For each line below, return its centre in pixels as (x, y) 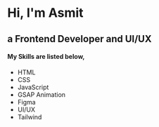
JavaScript (33, 87)
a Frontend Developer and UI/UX (79, 39)
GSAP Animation (41, 94)
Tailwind (30, 116)
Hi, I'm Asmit (45, 13)
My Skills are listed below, (46, 57)
